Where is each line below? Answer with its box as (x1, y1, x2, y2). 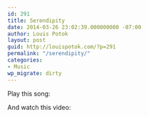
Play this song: (7, 89, 51, 98)
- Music (7, 63, 31, 70)
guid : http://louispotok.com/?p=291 (7, 43, 116, 50)
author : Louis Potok (7, 30, 69, 38)
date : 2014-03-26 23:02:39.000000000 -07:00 (7, 23, 142, 30)
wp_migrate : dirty (7, 69, 62, 77)
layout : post (7, 37, 46, 44)
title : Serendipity (7, 17, 65, 24)
